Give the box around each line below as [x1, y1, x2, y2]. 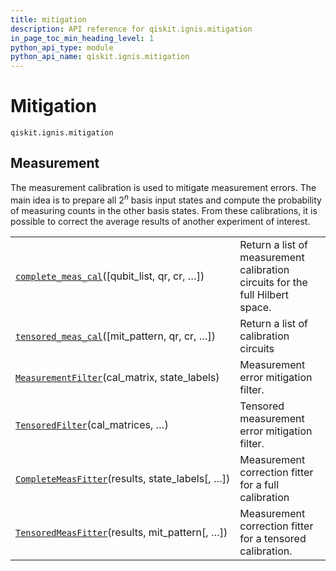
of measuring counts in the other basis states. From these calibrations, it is [10, 204, 318, 216]
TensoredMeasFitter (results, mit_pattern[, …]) [15, 525, 228, 539]
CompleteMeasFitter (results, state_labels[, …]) [15, 471, 231, 485]
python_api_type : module [10, 42, 114, 53]
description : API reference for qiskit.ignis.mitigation [10, 24, 253, 34]
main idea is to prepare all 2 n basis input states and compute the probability [10, 192, 322, 206]
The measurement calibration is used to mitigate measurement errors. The [10, 181, 317, 193]
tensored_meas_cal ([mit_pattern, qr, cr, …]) [15, 329, 216, 343]
